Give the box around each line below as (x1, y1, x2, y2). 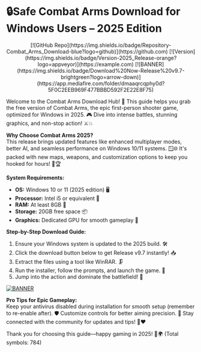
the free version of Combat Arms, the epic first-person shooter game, (6, 104, 179, 111)
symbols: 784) (6, 339, 42, 346)
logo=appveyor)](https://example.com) (37, 61, 134, 68)
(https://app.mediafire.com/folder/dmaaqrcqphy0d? (37, 79, 165, 87)
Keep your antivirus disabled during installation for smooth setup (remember (6, 303, 195, 310)
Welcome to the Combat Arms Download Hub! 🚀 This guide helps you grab (6, 97, 191, 105)
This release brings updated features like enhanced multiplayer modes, (6, 138, 182, 145)
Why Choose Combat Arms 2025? (6, 132, 94, 139)
